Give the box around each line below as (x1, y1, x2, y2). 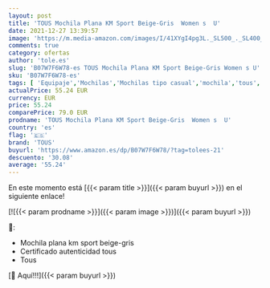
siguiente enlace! (8, 192, 65, 201)
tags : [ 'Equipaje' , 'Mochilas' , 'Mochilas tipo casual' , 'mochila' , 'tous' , (8, 79, 261, 87)
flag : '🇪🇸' (8, 131, 48, 139)
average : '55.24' (8, 161, 67, 169)
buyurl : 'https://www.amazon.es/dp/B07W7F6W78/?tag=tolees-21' (8, 146, 225, 154)
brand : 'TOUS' (8, 138, 56, 147)
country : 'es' (8, 124, 56, 132)
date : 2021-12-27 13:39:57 (8, 26, 99, 34)
